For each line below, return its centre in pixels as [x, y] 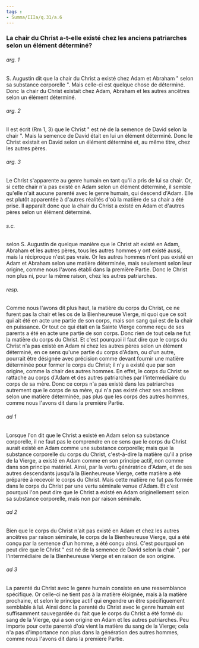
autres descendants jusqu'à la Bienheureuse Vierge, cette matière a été [94, 473]
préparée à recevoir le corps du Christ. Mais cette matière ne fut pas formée [99, 479]
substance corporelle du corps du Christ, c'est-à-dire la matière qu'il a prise [99, 454]
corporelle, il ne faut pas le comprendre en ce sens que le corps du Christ [97, 441]
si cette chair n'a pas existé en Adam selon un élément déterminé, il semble [99, 187]
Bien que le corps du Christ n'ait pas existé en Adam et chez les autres [93, 531]
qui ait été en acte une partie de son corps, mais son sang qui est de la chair [99, 321]
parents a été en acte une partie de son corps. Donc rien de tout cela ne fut [99, 333]
